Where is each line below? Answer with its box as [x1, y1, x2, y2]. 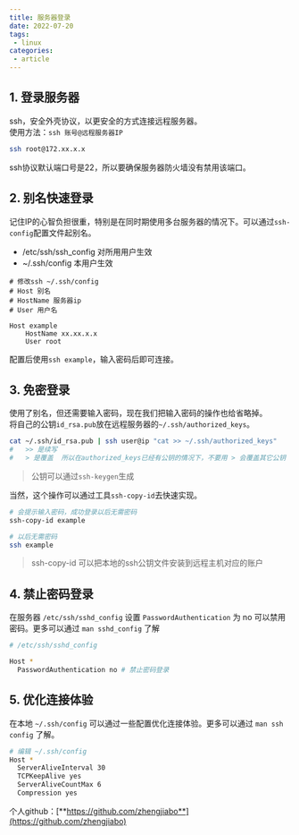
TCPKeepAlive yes [17, 771, 82, 781]
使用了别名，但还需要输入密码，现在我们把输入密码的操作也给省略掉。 [9, 408, 268, 419]
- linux [12, 38, 42, 47]
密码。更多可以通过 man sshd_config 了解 [9, 623, 161, 634]
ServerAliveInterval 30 [17, 763, 105, 772]
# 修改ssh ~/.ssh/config [9, 277, 99, 286]
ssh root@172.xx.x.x [9, 144, 87, 153]
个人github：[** [9, 805, 67, 816]
